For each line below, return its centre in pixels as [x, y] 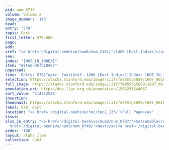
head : [11, 24]
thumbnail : [17, 103]
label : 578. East [23, 107]
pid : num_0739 [20, 10]
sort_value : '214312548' [31, 93]
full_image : [18, 84]
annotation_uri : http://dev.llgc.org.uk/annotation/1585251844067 [76, 89]
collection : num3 [23, 140]
